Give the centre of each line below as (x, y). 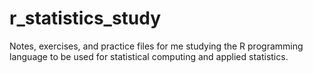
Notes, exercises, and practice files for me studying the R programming (156, 46)
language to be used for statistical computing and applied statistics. (149, 56)
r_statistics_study (85, 18)
